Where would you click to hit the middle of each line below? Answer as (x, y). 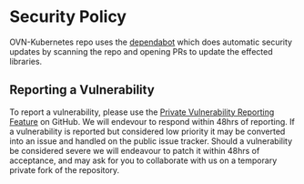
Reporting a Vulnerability (82, 90)
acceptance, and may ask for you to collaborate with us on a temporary (143, 160)
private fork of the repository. (65, 169)
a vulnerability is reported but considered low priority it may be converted (147, 131)
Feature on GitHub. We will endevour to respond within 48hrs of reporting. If (152, 121)
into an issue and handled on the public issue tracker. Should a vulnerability (151, 141)
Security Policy (68, 17)
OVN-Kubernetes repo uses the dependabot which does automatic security (151, 42)
